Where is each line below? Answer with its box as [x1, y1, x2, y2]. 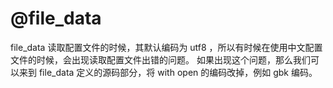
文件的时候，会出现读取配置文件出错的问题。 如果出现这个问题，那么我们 [10, 53, 311, 66]
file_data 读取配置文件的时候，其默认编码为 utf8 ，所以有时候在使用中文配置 [10, 41, 323, 53]
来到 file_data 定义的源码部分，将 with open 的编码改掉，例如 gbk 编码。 [18, 66, 318, 78]
